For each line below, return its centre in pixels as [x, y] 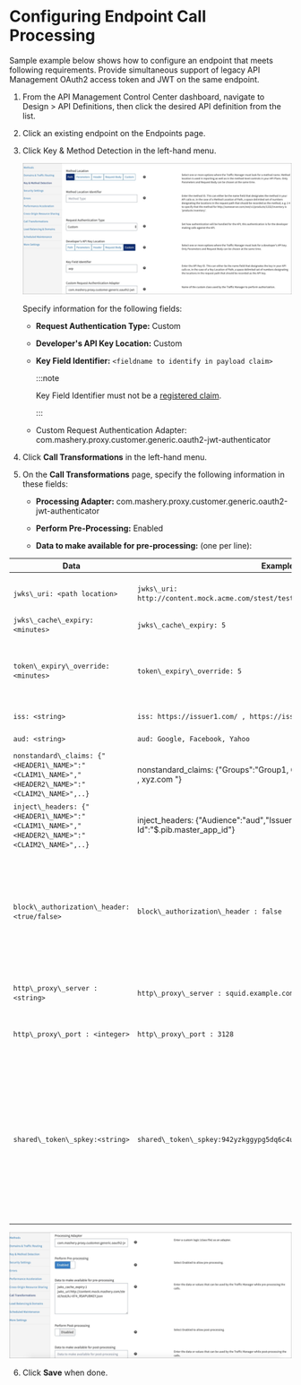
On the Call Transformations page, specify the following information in [153, 475]
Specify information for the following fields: [102, 309]
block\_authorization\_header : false [210, 912]
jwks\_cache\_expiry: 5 [182, 625]
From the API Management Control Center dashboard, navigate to [143, 97]
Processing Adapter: [75, 502]
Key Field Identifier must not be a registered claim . [129, 395]
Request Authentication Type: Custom [108, 326]
